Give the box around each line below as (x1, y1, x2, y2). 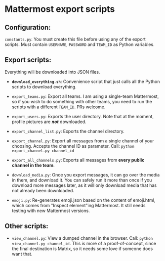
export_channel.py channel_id (11, 148, 75, 153)
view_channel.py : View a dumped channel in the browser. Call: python (11, 235, 153, 241)
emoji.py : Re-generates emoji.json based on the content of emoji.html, (11, 197, 156, 203)
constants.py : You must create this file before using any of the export (4, 36, 146, 42)
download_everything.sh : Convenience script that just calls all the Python (11, 78, 160, 85)
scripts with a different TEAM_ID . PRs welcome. (11, 104, 106, 110)
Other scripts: (4, 222, 49, 230)
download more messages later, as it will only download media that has (11, 182, 157, 188)
